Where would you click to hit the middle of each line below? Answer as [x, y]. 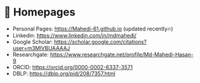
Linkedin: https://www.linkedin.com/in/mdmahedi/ [74, 35]
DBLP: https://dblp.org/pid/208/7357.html [64, 73]
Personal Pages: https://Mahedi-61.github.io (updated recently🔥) [93, 29]
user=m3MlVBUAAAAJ [41, 48]
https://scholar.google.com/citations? [100, 42]
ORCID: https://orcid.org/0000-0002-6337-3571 [73, 67]
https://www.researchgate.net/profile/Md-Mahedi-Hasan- [122, 54]
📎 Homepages [40, 12]
